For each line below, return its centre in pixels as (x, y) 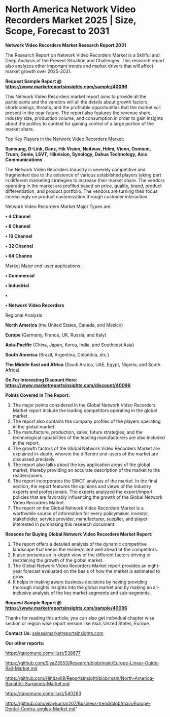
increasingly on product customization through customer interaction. (77, 196)
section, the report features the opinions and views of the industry (82, 486)
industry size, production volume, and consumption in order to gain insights (84, 118)
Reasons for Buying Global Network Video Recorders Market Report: (79, 534)
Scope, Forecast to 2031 (57, 31)
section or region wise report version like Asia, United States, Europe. (78, 623)
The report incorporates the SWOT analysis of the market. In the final (85, 481)
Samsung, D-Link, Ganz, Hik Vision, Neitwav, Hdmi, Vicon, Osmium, (78, 148)
